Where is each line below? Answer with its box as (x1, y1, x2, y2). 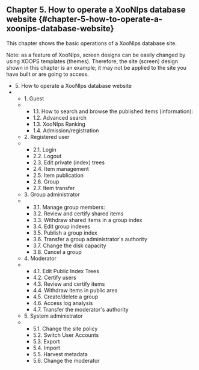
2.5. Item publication (32, 171, 84, 179)
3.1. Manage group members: (32, 203, 105, 211)
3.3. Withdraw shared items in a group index (32, 216, 142, 223)
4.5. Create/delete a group (32, 293, 99, 300)
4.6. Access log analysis (32, 299, 93, 306)
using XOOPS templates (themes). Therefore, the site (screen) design (6, 57, 179, 65)
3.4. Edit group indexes (32, 223, 90, 230)
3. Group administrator (23, 191, 80, 198)
